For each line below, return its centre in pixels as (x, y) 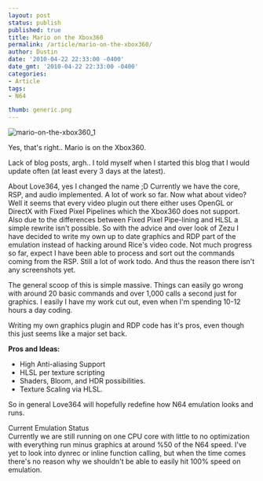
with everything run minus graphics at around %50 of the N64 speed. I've (128, 445)
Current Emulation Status (49, 428)
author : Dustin (33, 52)
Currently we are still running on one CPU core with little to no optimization (129, 436)
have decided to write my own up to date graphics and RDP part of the (122, 237)
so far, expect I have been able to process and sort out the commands (122, 253)
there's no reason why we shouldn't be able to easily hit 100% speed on (124, 461)
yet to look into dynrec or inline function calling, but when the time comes (127, 453)
